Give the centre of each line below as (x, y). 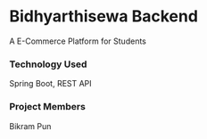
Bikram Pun (30, 126)
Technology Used (48, 64)
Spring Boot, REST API (50, 84)
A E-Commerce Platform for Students (78, 41)
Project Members (48, 107)
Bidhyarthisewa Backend (104, 16)
